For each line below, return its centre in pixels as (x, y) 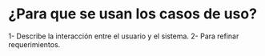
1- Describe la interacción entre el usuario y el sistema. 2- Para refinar (124, 36)
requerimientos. (34, 44)
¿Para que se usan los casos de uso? (133, 14)
